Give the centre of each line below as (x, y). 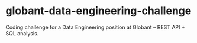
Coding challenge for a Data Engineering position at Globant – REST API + (95, 27)
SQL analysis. (22, 33)
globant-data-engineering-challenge (98, 11)
